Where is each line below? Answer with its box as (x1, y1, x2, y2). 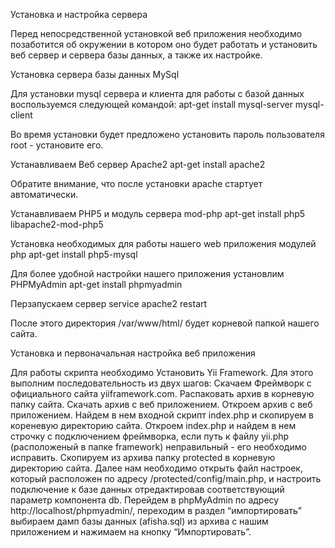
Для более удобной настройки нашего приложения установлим (10, 268, 285, 279)
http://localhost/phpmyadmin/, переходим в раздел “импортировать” (10, 505, 302, 516)
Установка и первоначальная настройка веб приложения (10, 347, 256, 359)
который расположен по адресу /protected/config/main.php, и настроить (10, 473, 322, 484)
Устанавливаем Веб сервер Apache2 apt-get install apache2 (10, 159, 266, 170)
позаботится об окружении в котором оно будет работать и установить (10, 39, 318, 50)
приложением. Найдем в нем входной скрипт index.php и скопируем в (10, 409, 314, 421)
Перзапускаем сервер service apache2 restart (10, 298, 208, 309)
